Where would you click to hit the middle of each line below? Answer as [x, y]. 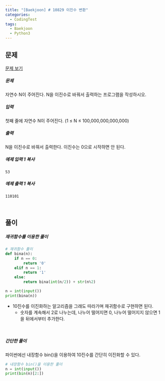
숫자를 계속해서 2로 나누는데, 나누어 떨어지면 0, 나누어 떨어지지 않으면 [89, 312]
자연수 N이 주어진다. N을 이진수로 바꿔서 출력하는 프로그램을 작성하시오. [76, 94]
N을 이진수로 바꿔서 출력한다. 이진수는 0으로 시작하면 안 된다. [65, 147]
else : [20, 277]
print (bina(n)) [21, 296]
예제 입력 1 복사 [20, 159]
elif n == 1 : [28, 268]
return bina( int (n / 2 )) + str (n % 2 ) [60, 282]
